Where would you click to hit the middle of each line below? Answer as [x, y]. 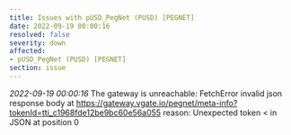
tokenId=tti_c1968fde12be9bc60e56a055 [85, 112]
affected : [28, 51]
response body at [42, 103]
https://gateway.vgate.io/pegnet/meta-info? [157, 103]
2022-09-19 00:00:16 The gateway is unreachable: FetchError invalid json [146, 93]
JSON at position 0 [44, 121]
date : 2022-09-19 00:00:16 [60, 26]
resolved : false [40, 34]
